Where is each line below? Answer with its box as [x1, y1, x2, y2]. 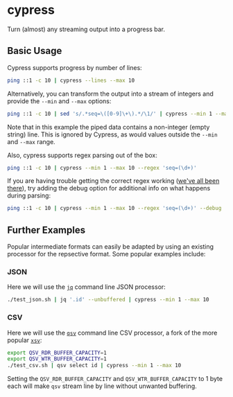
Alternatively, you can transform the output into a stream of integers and [7, 89, 214, 98]
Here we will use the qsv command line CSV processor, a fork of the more [7, 328, 218, 337]
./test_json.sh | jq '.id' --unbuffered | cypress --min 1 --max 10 [7, 297, 209, 303]
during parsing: [7, 191, 51, 200]
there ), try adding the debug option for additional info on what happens [7, 184, 211, 193]
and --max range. [7, 137, 55, 145]
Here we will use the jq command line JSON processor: [7, 283, 166, 291]
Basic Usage [7, 45, 62, 57]
